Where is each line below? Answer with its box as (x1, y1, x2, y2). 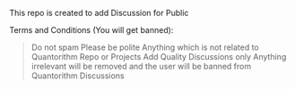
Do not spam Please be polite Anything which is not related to (30, 42, 260, 53)
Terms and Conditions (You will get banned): (9, 25, 174, 35)
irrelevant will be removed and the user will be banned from (30, 61, 252, 71)
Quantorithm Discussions (30, 70, 125, 81)
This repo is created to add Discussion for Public (9, 8, 189, 18)
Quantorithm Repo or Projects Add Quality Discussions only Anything (30, 52, 287, 61)
